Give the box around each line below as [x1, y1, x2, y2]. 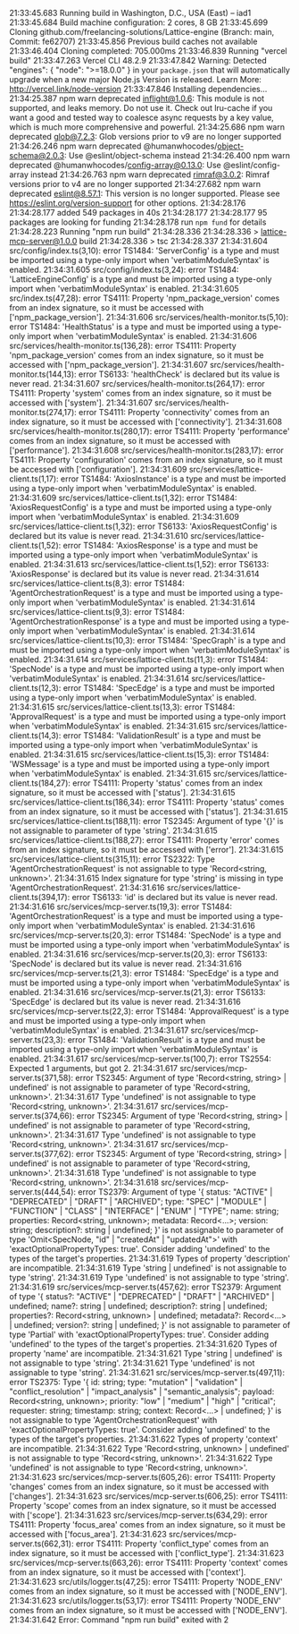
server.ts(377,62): [9, 1149, 74, 1159]
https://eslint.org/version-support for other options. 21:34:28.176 [9, 198, 246, 209]
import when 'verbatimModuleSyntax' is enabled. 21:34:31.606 [26, 331, 257, 341]
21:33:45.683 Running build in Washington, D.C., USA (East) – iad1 [9, 8, 252, 18]
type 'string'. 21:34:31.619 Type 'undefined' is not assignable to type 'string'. [9, 1272, 289, 1282]
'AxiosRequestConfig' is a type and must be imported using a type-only [9, 502, 272, 513]
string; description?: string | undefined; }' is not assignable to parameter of [9, 1225, 284, 1235]
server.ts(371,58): [9, 1073, 74, 1083]
